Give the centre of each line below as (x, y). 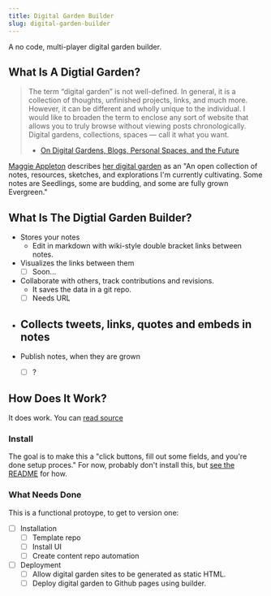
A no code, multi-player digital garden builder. (85, 46)
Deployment (41, 564)
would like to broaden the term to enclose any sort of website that (138, 118)
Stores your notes (50, 237)
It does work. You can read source (66, 417)
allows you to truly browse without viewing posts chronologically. (137, 126)
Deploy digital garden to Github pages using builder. (119, 583)
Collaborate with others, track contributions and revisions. (117, 281)
